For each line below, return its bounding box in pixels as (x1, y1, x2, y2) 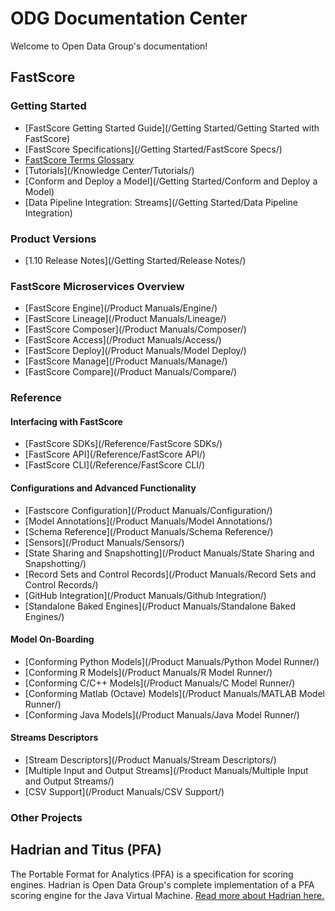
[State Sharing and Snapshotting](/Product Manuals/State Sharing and (24, 547, 315, 559)
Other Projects (10, 810, 83, 824)
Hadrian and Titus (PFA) (10, 842, 162, 859)
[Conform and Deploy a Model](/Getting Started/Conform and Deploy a (24, 175, 318, 187)
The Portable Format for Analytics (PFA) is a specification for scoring (10, 868, 294, 880)
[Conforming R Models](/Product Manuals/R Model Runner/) (24, 666, 273, 678)
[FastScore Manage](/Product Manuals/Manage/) (24, 355, 228, 367)
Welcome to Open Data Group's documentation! (10, 40, 208, 52)
